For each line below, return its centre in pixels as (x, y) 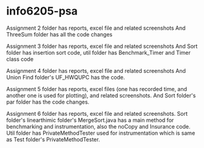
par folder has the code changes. (48, 102)
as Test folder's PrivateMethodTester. (53, 139)
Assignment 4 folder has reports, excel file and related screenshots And (96, 70)
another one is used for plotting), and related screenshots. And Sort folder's (101, 95)
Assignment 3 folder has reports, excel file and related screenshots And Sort (102, 46)
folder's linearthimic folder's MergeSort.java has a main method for (90, 120)
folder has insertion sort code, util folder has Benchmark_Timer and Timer (99, 52)
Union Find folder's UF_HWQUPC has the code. (66, 77)
